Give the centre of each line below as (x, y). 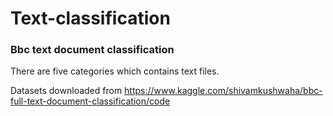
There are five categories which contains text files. (115, 71)
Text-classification (90, 18)
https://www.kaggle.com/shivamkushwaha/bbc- (223, 91)
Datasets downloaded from (66, 91)
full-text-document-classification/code (90, 101)
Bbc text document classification (92, 50)
